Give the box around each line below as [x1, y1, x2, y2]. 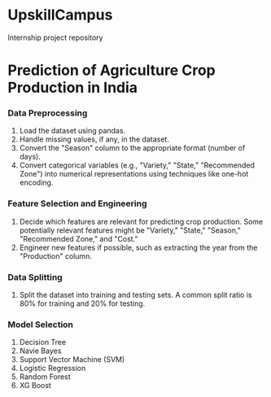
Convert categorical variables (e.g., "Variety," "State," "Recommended [19, 160, 256, 170]
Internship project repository [7, 33, 103, 42]
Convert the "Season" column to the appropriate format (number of [19, 143, 246, 153]
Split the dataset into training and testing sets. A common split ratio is [19, 290, 252, 300]
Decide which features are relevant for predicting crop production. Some [19, 216, 264, 226]
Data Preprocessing [7, 107, 88, 119]
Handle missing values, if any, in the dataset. [19, 134, 170, 144]
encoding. [19, 177, 54, 188]
